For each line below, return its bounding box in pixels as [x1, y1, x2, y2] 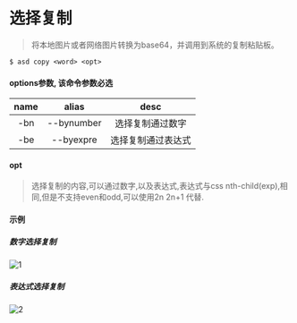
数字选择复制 [9, 236, 56, 247]
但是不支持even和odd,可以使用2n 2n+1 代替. [41, 191, 204, 202]
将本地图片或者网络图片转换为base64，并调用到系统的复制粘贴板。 [30, 39, 279, 50]
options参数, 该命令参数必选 [9, 77, 114, 88]
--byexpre [51, 133, 98, 146]
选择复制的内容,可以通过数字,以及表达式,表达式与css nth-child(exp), [30, 181, 280, 191]
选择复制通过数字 [115, 117, 187, 130]
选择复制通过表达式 [110, 134, 191, 147]
